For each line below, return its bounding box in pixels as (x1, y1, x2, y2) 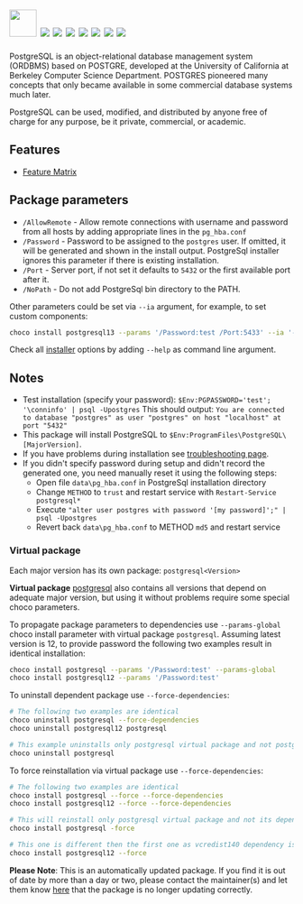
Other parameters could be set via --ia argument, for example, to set (9, 300, 267, 311)
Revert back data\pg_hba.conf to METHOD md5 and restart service (35, 521, 281, 532)
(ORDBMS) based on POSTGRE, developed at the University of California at (9, 60, 289, 71)
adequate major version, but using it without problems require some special (9, 592, 290, 603)
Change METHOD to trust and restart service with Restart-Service (35, 487, 277, 498)
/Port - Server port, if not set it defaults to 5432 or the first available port (22, 264, 291, 275)
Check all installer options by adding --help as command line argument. (9, 344, 277, 355)
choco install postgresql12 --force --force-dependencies (9, 799, 232, 808)
